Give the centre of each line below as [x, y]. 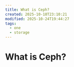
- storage [19, 33]
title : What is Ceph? [27, 10]
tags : [11, 23]
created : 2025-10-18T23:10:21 [36, 14]
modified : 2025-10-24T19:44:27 [37, 19]
